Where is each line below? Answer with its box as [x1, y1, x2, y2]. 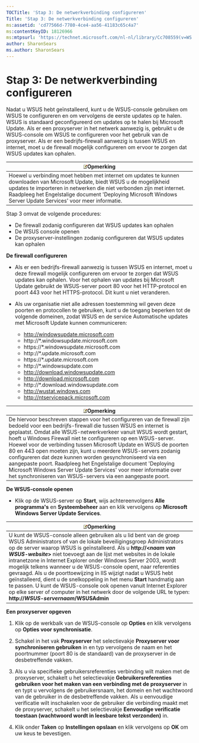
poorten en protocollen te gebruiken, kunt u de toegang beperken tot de [14, 306, 191, 314]
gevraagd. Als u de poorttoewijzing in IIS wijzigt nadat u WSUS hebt [8, 570, 174, 577]
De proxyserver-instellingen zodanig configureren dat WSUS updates [14, 235, 184, 242]
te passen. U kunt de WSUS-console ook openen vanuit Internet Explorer [8, 582, 188, 589]
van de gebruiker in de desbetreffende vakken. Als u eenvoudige [14, 693, 173, 700]
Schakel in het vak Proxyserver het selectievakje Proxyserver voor [14, 637, 179, 644]
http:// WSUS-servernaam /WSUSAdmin [8, 595, 110, 602]
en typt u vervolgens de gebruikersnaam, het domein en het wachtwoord [14, 687, 193, 694]
